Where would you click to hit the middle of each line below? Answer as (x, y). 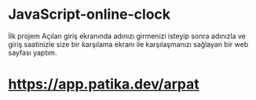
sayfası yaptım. (33, 52)
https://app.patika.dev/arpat (104, 84)
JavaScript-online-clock (90, 14)
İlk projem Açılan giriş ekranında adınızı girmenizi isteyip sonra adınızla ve (127, 36)
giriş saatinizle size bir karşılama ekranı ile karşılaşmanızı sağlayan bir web (128, 44)
